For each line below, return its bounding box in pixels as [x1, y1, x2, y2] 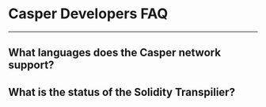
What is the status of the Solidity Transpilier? [8, 85, 236, 99]
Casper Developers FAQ [8, 5, 169, 23]
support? [8, 59, 55, 72]
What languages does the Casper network [8, 46, 222, 59]
